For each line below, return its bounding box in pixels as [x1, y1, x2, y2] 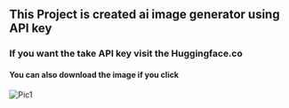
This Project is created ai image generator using [9, 7, 280, 22]
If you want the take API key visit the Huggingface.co [9, 48, 243, 60]
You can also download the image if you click [9, 69, 180, 80]
